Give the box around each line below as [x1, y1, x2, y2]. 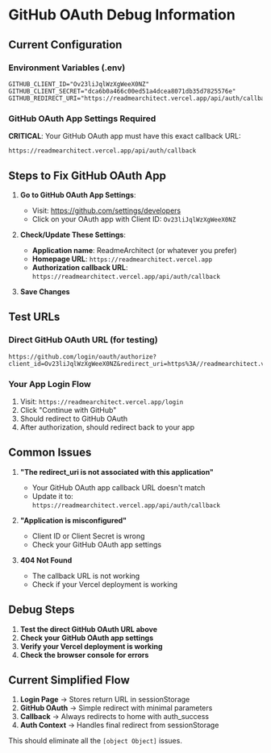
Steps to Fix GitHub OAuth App [8, 168, 167, 182]
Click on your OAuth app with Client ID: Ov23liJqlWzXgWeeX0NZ [31, 214, 236, 223]
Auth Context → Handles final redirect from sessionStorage [19, 720, 219, 730]
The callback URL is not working [31, 571, 140, 580]
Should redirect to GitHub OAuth [19, 414, 127, 423]
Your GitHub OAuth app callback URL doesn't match [31, 482, 206, 493]
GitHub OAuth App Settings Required [8, 113, 156, 124]
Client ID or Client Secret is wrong [31, 530, 145, 541]
